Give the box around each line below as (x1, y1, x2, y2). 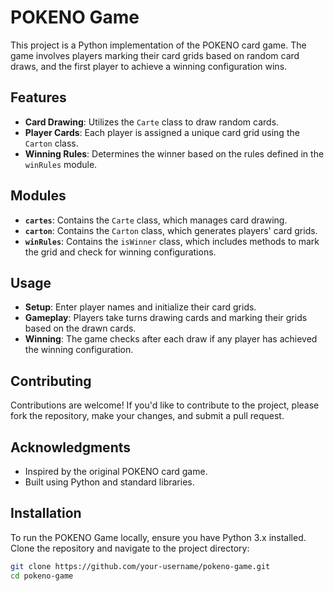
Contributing (10, 372, 92, 390)
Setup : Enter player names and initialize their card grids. (24, 301, 257, 313)
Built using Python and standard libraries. (24, 476, 195, 488)
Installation (10, 505, 82, 522)
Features (10, 89, 67, 106)
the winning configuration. (24, 344, 134, 356)
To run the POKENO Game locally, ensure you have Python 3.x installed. (10, 531, 307, 543)
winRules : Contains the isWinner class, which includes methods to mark (24, 235, 320, 247)
